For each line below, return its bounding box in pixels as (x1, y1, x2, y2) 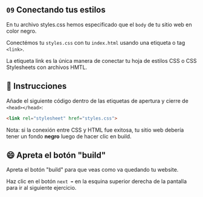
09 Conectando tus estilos (6, 5, 106, 15)
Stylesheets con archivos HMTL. (6, 63, 88, 71)
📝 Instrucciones (6, 81, 67, 91)
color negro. (6, 27, 37, 34)
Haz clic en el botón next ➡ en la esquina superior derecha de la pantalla (6, 178, 187, 185)
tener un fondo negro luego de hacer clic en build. (6, 132, 132, 140)
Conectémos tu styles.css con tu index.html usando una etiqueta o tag (6, 39, 185, 46)
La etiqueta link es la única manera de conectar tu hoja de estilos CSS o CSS (6, 57, 197, 64)
